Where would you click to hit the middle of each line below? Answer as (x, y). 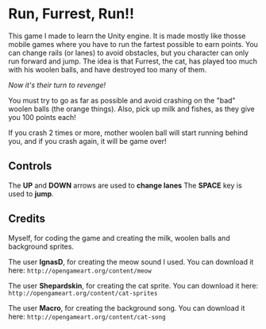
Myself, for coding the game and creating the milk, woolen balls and (119, 238)
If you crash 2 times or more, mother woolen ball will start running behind (128, 133)
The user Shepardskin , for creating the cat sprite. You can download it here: (133, 285)
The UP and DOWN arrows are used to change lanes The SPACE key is (125, 185)
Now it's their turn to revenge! (57, 85)
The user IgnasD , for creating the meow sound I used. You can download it (131, 261)
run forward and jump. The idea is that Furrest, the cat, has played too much (133, 61)
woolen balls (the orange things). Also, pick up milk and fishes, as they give (132, 109)
